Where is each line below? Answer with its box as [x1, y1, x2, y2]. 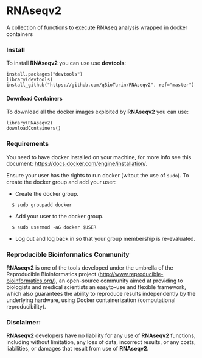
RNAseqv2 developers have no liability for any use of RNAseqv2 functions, [6, 332, 196, 339]
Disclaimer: [6, 318, 41, 326]
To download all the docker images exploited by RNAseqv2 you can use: [6, 108, 189, 116]
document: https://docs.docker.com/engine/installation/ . [6, 160, 148, 167]
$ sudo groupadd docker [12, 202, 72, 208]
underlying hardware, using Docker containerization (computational [6, 296, 176, 304]
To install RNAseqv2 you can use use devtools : [6, 59, 127, 67]
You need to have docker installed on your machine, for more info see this [6, 153, 192, 160]
